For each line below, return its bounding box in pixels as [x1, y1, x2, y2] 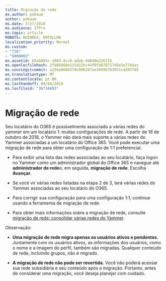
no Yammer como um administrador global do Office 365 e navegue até [12, 160, 160, 166]
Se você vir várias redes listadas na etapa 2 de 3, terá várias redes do [12, 180, 156, 186]
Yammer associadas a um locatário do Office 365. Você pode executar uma [5, 140, 160, 146]
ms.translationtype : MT [5, 72, 55, 77]
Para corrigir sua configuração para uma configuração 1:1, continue [12, 195, 151, 201]
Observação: [5, 225, 32, 231]
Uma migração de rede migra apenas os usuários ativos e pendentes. [12, 234, 159, 240]
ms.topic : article [5, 30, 43, 35]
